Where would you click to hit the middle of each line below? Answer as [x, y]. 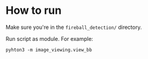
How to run [34, 11]
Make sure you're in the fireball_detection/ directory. [74, 27]
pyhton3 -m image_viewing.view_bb [49, 50]
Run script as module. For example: [50, 39]
